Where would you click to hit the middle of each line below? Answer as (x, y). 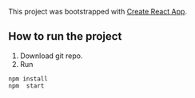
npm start (26, 86)
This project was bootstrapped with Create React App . (98, 12)
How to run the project (65, 36)
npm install (28, 79)
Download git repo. (51, 56)
